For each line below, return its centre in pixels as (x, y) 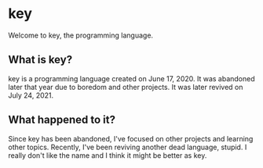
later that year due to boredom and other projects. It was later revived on (126, 87)
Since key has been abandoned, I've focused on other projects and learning (131, 138)
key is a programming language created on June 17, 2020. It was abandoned (131, 78)
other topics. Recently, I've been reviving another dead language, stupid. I (128, 147)
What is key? (40, 60)
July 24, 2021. (31, 95)
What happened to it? (62, 120)
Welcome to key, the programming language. (81, 35)
